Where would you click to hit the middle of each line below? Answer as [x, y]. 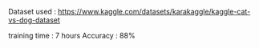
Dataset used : [32, 12]
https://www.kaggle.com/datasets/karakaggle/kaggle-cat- [154, 12]
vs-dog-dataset [34, 20]
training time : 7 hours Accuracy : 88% [72, 36]
